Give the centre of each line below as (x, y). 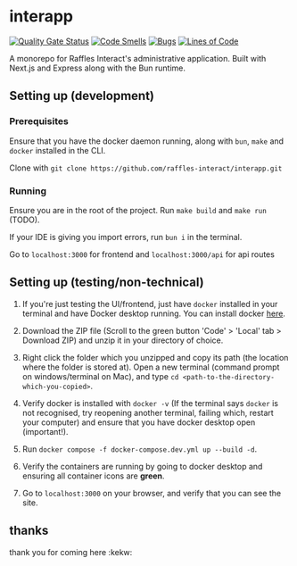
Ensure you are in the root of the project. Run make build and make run (138, 210)
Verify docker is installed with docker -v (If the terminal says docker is (150, 403)
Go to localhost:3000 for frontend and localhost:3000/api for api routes (142, 254)
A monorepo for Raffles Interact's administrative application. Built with (138, 58)
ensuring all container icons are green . (93, 476)
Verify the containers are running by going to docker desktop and (142, 466)
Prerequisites (39, 121)
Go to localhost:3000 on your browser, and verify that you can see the (152, 493)
